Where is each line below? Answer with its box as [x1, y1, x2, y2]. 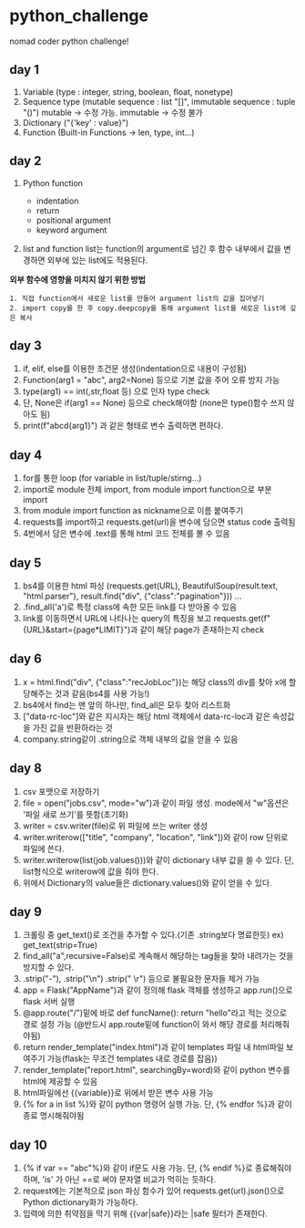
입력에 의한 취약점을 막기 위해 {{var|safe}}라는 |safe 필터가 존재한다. [22, 1208, 269, 1219]
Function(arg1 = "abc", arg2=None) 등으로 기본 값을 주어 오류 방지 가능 [22, 375, 280, 386]
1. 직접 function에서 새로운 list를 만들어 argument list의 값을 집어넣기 [9, 294, 265, 303]
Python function [22, 177, 84, 188]
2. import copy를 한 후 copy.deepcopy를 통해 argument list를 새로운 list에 [9, 303, 287, 313]
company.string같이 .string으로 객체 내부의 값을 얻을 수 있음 [22, 734, 239, 744]
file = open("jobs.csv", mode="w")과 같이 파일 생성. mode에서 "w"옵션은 [22, 797, 290, 808]
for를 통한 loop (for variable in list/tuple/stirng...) [22, 473, 202, 484]
